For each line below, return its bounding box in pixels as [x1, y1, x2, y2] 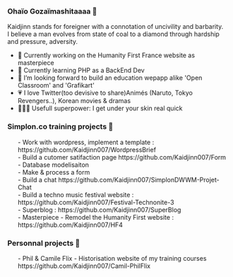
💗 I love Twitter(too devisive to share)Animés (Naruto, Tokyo [17, 88, 193, 98]
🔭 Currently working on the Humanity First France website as [17, 51, 196, 59]
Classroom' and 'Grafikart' [17, 81, 95, 90]
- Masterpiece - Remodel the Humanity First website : [17, 213, 174, 221]
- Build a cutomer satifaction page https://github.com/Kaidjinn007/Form [17, 153, 227, 161]
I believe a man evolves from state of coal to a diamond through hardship [7, 30, 220, 38]
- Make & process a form [17, 167, 90, 176]
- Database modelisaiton [17, 160, 90, 169]
